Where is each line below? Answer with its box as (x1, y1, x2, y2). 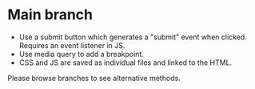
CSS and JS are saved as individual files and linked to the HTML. (18, 58, 233, 67)
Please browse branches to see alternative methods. (7, 73, 181, 83)
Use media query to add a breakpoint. (18, 49, 145, 59)
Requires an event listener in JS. (18, 40, 126, 50)
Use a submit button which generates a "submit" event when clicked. (18, 32, 247, 42)
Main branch (7, 6, 94, 24)
